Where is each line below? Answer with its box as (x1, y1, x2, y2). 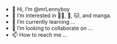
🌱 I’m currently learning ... (11, 18, 76, 25)
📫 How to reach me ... (11, 32, 67, 38)
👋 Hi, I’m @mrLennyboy (11, 6, 70, 12)
